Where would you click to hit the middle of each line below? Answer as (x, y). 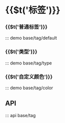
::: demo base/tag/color (29, 88)
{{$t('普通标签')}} (27, 27)
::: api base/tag (21, 115)
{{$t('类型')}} (21, 52)
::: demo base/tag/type (29, 63)
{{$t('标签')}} (33, 10)
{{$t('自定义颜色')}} (29, 76)
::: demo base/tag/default (31, 38)
